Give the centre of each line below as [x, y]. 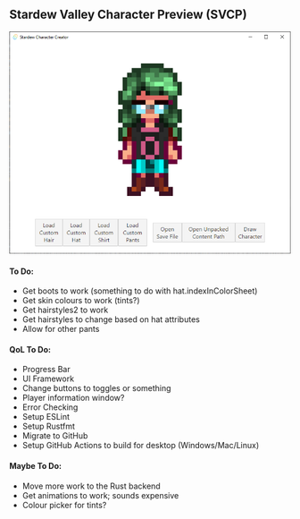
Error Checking [50, 407]
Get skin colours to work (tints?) [81, 301]
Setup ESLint [46, 417]
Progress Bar [46, 370]
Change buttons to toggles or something [96, 388]
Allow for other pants [61, 329]
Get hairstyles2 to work [65, 310]
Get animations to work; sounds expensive [100, 495]
